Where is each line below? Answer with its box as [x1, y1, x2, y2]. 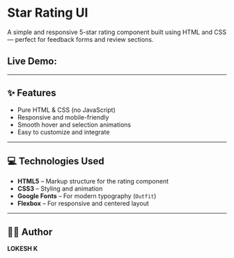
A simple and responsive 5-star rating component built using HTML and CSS [7, 28, 227, 36]
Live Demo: [7, 56, 57, 67]
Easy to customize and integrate [17, 127, 110, 136]
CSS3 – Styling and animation [17, 184, 103, 193]
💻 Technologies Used [7, 155, 104, 167]
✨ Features [7, 87, 56, 99]
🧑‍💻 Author [7, 226, 53, 238]
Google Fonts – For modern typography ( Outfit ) [17, 192, 157, 200]
